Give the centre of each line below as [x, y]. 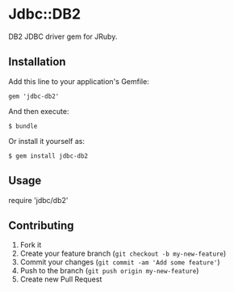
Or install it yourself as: [46, 141]
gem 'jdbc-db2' [34, 96]
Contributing [41, 225]
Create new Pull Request [61, 279]
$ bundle [23, 126]
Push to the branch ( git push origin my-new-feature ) [109, 271]
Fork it [31, 245]
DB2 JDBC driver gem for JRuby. [63, 36]
